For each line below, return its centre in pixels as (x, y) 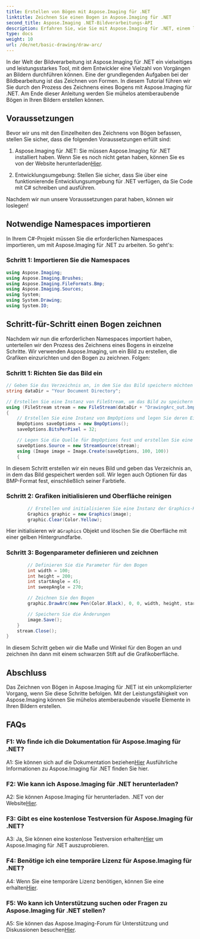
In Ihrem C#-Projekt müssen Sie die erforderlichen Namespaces (85, 238)
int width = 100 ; (49, 570)
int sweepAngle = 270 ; (56, 587)
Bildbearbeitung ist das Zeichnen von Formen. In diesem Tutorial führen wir (99, 80)
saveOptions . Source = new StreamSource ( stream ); (78, 445)
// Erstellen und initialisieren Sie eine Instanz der (97, 509)
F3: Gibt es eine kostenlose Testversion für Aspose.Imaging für (100, 818)
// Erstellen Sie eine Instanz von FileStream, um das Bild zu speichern (100, 402)
